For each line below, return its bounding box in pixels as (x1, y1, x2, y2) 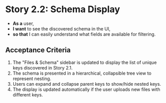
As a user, (12, 20, 34, 26)
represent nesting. (12, 75, 51, 82)
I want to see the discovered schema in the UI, (12, 25, 110, 31)
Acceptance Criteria (5, 46, 71, 54)
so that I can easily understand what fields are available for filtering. (12, 31, 156, 37)
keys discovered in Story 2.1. (12, 64, 73, 71)
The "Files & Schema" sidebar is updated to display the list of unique (12, 59, 157, 65)
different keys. (12, 91, 43, 97)
